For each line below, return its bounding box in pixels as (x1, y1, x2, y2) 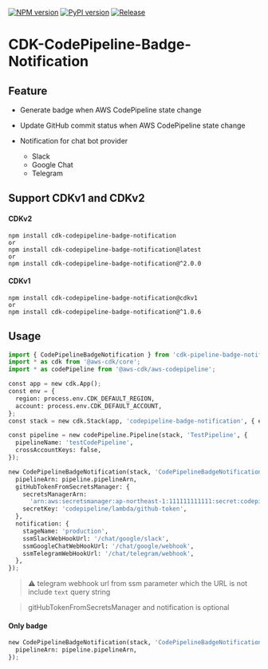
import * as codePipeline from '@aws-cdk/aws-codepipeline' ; (8, 365, 216, 374)
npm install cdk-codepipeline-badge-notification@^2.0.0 (8, 259, 202, 267)
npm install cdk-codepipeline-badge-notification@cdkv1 (8, 293, 198, 302)
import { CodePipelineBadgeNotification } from (8, 351, 170, 359)
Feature (8, 84, 48, 97)
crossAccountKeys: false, (15, 447, 102, 455)
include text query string (27, 587, 111, 597)
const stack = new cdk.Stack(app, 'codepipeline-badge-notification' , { (8, 417, 255, 425)
